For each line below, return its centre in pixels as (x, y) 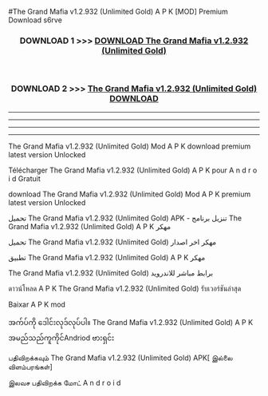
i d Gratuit (25, 178)
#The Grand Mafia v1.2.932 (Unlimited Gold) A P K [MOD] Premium (118, 12)
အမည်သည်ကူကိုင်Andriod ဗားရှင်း (61, 338)
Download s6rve (35, 20)
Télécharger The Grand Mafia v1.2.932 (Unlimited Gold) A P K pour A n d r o (133, 170)
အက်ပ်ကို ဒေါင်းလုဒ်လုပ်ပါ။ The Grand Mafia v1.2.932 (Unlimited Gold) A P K (131, 322)
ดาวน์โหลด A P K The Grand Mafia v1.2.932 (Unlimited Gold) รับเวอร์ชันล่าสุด (125, 288)
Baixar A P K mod (37, 304)
